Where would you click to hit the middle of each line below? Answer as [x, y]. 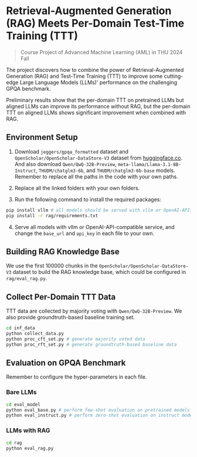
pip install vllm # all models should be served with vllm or [84, 210]
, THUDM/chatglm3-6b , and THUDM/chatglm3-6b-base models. [106, 170]
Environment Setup [42, 138]
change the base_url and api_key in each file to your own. [84, 233]
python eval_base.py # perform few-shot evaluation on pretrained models [98, 410]
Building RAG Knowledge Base [63, 251]
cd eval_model [23, 405]
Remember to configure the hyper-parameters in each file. [77, 377]
